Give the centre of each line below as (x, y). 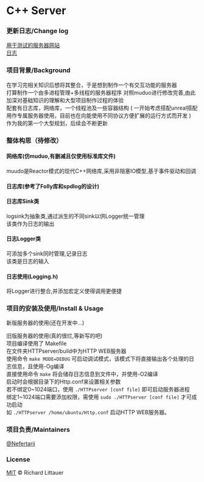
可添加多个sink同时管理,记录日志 (47, 253)
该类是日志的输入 (28, 261)
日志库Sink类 (23, 201)
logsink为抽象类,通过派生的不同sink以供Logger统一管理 (76, 216)
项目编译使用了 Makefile (37, 344)
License (18, 459)
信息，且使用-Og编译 (38, 366)
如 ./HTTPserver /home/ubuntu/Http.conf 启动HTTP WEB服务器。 (88, 412)
